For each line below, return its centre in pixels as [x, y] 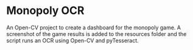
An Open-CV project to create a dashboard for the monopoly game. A [94, 27]
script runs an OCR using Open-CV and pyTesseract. [72, 40]
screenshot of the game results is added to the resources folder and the [96, 34]
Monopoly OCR [45, 11]
